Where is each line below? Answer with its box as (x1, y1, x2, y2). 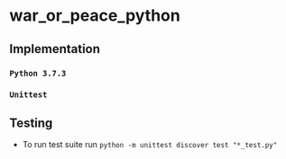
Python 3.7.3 (9, 68, 67, 78)
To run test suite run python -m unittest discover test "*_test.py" (22, 139, 278, 150)
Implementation (9, 41, 101, 57)
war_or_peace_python (9, 5, 180, 26)
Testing (9, 115, 53, 130)
